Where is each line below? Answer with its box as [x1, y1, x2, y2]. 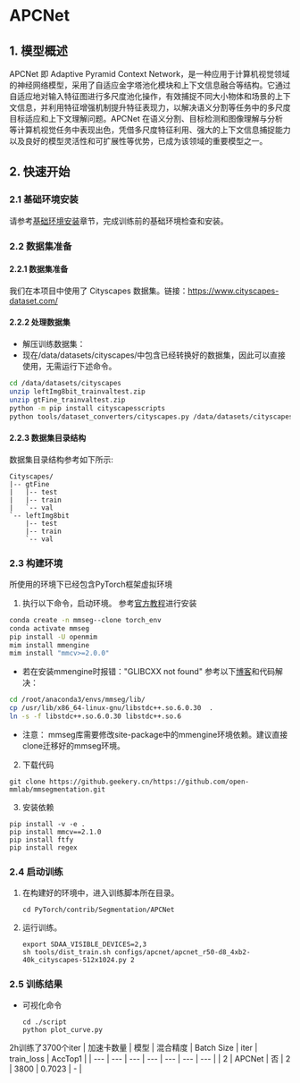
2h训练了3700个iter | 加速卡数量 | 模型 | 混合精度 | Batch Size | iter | [9, 1043, 258, 1053]
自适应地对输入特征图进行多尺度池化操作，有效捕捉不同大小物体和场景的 [9, 91, 275, 101]
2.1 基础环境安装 [9, 193, 79, 206]
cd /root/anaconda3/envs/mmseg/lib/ [9, 695, 146, 705]
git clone [9, 777, 46, 786]
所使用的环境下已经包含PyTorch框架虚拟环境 [9, 579, 172, 589]
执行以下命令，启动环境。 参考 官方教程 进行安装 [21, 597, 197, 608]
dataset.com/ [9, 295, 58, 306]
